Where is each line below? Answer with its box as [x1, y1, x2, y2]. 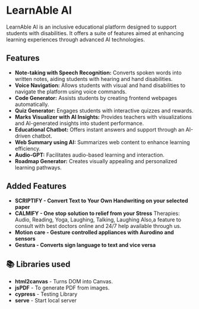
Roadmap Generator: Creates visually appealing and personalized [14, 157, 178, 164]
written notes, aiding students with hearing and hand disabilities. [14, 75, 173, 82]
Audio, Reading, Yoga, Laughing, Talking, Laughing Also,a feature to [14, 216, 181, 223]
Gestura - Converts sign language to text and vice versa [14, 241, 156, 248]
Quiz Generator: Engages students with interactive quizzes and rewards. [14, 107, 194, 114]
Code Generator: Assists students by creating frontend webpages [14, 94, 177, 101]
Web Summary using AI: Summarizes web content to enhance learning [14, 138, 190, 146]
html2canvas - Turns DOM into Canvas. [14, 278, 113, 285]
